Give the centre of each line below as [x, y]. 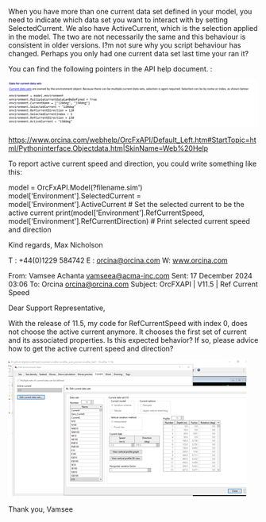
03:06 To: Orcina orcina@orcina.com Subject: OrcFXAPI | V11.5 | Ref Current [133, 284]
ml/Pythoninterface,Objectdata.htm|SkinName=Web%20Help [108, 148]
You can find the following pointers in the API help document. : [110, 69]
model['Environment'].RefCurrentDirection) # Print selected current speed [129, 221]
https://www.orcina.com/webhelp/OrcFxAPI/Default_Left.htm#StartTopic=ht [132, 140]
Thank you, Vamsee [41, 509]
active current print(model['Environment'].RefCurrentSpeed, [106, 213]
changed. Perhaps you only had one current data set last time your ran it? [128, 54]
